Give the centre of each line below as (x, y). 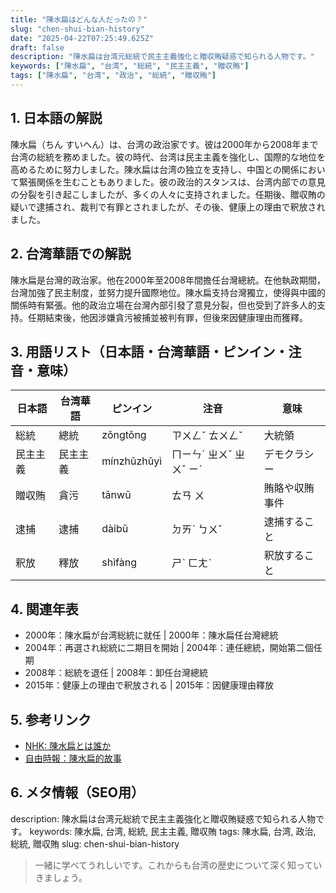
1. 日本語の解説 (56, 118)
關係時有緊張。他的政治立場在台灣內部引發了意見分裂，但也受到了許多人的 (163, 305)
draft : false (37, 47)
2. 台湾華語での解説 (71, 254)
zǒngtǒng (124, 435)
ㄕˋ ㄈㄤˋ (191, 563)
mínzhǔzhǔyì (132, 461)
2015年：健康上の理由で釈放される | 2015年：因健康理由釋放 (149, 685)
